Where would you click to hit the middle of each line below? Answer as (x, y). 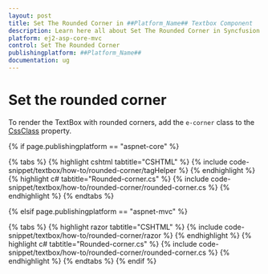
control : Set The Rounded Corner (64, 46)
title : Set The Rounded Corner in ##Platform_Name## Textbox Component (130, 23)
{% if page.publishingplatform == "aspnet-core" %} (94, 146)
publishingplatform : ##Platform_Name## (75, 53)
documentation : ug (39, 61)
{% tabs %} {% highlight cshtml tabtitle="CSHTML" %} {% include (118, 162)
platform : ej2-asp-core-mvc (55, 38)
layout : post (30, 16)
